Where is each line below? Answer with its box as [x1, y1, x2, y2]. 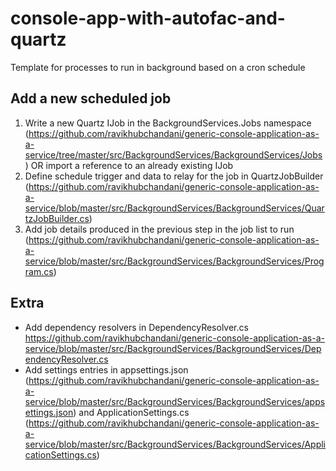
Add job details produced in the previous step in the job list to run [24, 223, 295, 235]
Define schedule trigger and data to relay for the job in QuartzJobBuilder [24, 170, 324, 182]
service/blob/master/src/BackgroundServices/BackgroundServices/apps [24, 395, 326, 407]
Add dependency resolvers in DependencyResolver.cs [24, 321, 249, 333]
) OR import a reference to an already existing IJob [24, 159, 234, 171]
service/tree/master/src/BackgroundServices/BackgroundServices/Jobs [24, 148, 323, 161]
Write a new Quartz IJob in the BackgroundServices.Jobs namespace [24, 117, 312, 129]
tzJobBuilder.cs [24, 212, 90, 224]
